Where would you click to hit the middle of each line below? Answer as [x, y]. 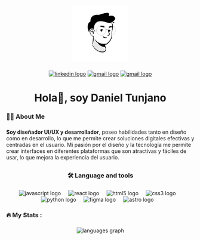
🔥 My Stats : [24, 215]
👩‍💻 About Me [25, 116]
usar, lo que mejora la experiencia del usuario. [63, 157]
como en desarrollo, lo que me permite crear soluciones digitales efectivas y [100, 138]
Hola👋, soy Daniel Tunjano [100, 98]
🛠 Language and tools [100, 176]
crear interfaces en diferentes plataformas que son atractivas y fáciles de [96, 151]
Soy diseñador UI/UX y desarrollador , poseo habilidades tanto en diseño [96, 132]
